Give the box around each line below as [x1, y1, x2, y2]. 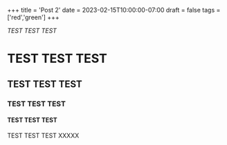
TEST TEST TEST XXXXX [7, 131, 80, 139]
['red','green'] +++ [7, 13, 60, 21]
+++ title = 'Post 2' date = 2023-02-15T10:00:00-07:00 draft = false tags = [7, 6, 221, 14]
